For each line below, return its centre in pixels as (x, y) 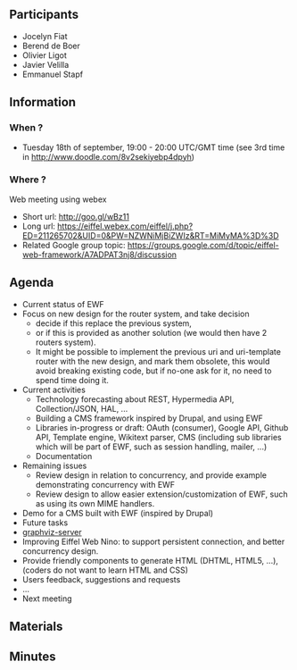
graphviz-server (52, 532)
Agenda (32, 283)
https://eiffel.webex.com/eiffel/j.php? (125, 226)
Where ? (28, 180)
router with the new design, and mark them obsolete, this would (153, 361)
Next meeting (47, 599)
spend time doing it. (72, 380)
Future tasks (45, 523)
